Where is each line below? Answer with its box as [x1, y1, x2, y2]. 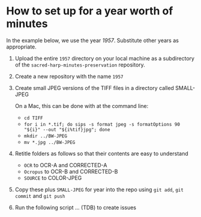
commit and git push [14, 192, 65, 199]
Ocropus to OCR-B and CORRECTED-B [23, 168, 118, 175]
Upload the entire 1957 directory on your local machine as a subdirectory [14, 55, 195, 62]
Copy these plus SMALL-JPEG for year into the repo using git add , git [14, 186, 184, 193]
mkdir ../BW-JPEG [23, 133, 68, 139]
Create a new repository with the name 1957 [14, 73, 124, 80]
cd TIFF [23, 115, 43, 121]
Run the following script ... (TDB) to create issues [14, 204, 137, 211]
